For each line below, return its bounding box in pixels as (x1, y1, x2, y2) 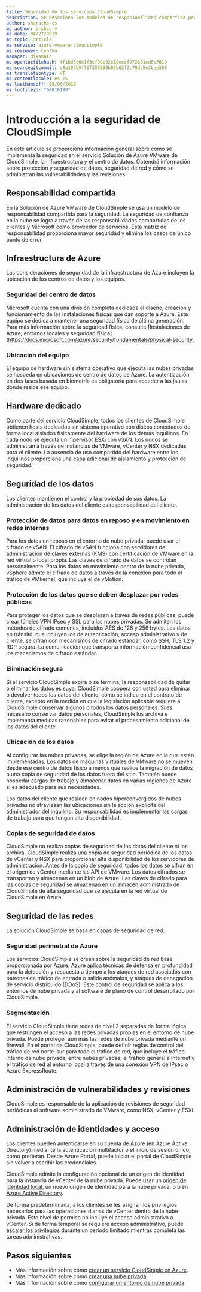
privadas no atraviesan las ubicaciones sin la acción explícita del (6, 801, 166, 808)
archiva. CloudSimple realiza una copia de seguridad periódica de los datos (6, 849, 193, 856)
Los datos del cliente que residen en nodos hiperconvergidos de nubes (6, 795, 181, 802)
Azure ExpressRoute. (6, 1067, 58, 1074)
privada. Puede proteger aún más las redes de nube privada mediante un (6, 1035, 187, 1042)
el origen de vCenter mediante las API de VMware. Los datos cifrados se (6, 868, 185, 875)
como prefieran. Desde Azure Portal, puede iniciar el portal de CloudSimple (6, 1152, 192, 1160)
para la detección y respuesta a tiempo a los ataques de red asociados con (6, 968, 191, 975)
